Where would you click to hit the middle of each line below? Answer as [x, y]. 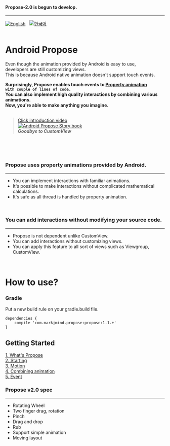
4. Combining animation [30, 371]
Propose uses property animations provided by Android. [76, 165]
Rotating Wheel [29, 405]
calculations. [26, 192]
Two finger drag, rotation [38, 411]
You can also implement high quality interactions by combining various [81, 94]
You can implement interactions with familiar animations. [71, 181]
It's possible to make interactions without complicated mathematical [83, 186]
